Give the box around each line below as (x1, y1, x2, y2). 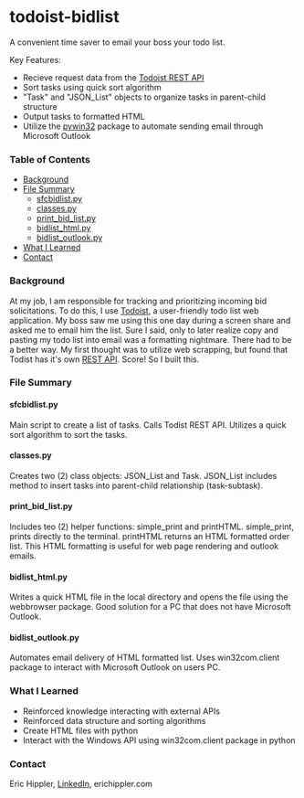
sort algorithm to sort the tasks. (9, 429, 128, 440)
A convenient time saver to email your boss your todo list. (9, 37, 225, 48)
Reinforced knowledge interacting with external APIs (22, 706, 221, 717)
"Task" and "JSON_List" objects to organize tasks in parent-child (22, 91, 267, 102)
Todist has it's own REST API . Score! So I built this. (9, 354, 200, 365)
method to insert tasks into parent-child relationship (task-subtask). (9, 480, 264, 491)
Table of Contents (9, 153, 91, 165)
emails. (9, 550, 37, 561)
